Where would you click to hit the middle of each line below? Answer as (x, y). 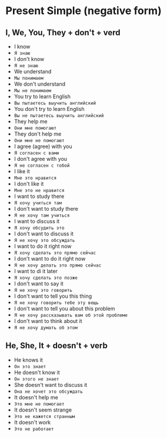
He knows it (29, 360)
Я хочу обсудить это (39, 228)
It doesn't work (32, 422)
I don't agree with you (41, 159)
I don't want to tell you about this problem (64, 309)
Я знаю (22, 53)
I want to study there (39, 196)
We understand (33, 71)
